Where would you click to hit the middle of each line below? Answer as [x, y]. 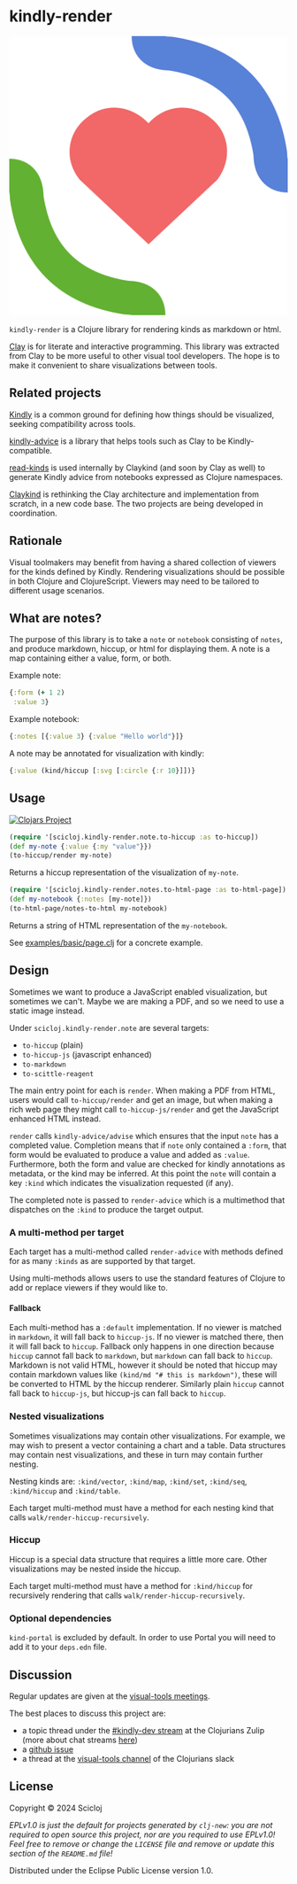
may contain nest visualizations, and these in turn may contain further [136, 1454]
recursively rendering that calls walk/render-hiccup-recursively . [127, 1595]
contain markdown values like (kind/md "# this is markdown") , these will [143, 1375]
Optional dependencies [61, 1618]
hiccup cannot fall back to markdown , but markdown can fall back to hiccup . [141, 1356]
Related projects [55, 393]
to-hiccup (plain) [53, 1045]
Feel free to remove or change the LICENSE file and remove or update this [142, 1843]
